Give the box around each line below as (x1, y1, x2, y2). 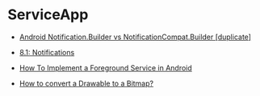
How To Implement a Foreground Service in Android (19, 62, 193, 73)
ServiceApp (7, 6, 89, 24)
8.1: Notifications (19, 47, 75, 57)
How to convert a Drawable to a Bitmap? (19, 78, 154, 88)
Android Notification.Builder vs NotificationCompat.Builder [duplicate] (19, 32, 252, 42)
